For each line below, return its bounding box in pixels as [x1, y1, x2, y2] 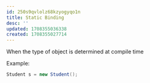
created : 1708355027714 [6, 32, 67, 38]
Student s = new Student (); [6, 71, 78, 78]
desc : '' [6, 20, 29, 26]
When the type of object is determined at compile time [6, 48, 144, 55]
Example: [6, 60, 30, 67]
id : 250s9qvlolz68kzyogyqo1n [6, 8, 81, 15]
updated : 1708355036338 [6, 25, 67, 32]
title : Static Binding [6, 15, 64, 21]
